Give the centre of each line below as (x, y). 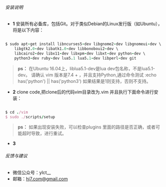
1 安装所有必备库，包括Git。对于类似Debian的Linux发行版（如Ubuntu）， (87, 24)
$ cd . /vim (17, 112)
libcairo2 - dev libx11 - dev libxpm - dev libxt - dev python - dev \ (80, 53)
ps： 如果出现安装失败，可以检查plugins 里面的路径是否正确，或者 (87, 127)
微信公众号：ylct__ (32, 172)
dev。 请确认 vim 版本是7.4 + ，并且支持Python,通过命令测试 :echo (87, 75)
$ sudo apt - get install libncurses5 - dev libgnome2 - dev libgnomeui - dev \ (83, 44)
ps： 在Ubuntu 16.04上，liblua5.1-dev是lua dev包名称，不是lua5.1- (86, 68)
